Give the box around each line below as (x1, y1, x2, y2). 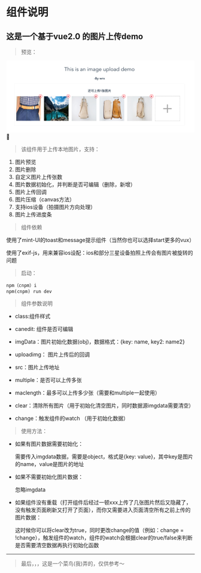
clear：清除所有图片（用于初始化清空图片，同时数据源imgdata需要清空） (14, 402, 194, 409)
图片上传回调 (14, 189, 47, 196)
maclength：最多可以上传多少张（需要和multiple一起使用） (14, 389, 160, 396)
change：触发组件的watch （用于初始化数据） (14, 415, 129, 422)
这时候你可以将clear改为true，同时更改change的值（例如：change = (14, 527, 184, 534)
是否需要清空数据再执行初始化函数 (14, 542, 99, 549)
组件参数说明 (20, 300, 53, 307)
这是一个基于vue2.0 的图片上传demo (6, 31, 144, 41)
